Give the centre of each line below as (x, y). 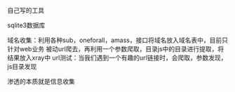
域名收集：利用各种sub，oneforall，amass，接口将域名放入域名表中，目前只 (117, 40)
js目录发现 (22, 66)
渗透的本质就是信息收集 (41, 81)
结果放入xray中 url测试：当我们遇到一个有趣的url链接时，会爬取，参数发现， (117, 58)
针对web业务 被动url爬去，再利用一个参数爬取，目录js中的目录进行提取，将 (116, 49)
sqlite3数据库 (26, 25)
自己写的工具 (26, 10)
